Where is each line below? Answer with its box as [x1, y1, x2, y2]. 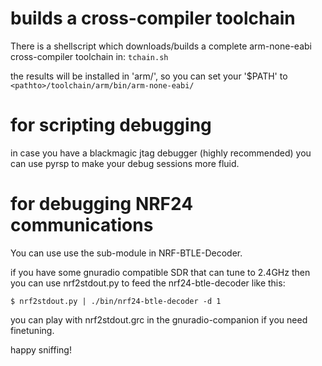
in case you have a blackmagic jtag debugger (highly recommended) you [10, 147, 312, 159]
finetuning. [10, 324, 55, 336]
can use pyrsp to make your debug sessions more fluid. [10, 157, 240, 169]
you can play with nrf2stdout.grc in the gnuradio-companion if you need [10, 313, 308, 326]
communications [10, 214, 154, 237]
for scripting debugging [10, 114, 212, 137]
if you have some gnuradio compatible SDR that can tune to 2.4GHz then [10, 266, 311, 278]
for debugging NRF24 [10, 193, 194, 216]
